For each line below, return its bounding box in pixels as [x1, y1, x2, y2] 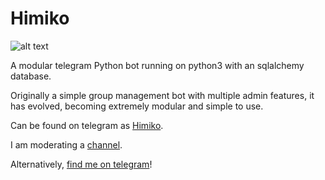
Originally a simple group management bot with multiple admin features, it [10, 89, 315, 101]
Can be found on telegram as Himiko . [10, 119, 164, 131]
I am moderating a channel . [10, 138, 123, 151]
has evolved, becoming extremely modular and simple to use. [10, 100, 264, 112]
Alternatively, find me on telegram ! [10, 158, 153, 170]
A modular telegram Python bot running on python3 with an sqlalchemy [10, 59, 305, 71]
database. [10, 70, 52, 82]
